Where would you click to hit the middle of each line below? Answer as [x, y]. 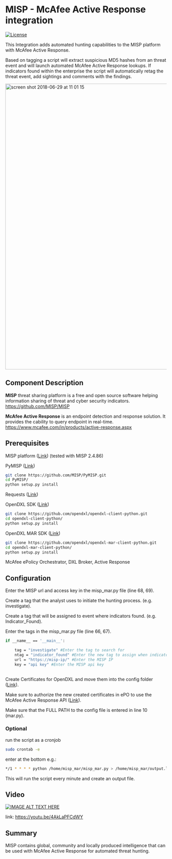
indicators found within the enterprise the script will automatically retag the [84, 71]
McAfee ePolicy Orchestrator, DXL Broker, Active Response [68, 562]
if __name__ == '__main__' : [35, 641]
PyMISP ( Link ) [20, 466]
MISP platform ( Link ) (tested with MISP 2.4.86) [55, 456]
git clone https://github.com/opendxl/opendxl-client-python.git [76, 514]
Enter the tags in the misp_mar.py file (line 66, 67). [58, 632]
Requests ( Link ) [22, 494]
